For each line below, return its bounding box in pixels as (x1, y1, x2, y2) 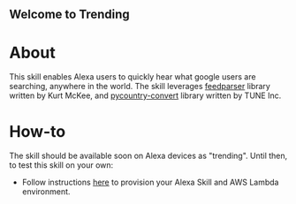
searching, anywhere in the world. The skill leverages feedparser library (9, 81, 271, 92)
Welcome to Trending (9, 7, 130, 22)
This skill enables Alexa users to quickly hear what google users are (9, 72, 256, 82)
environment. (21, 186, 71, 197)
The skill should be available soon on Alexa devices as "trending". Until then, (9, 150, 288, 162)
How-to (9, 121, 66, 141)
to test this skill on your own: (9, 160, 114, 170)
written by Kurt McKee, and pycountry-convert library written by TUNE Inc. (9, 90, 282, 101)
